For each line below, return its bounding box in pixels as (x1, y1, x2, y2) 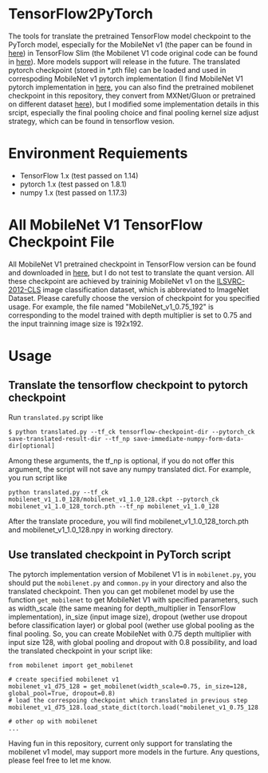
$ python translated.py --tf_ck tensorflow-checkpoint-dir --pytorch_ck (8, 427, 255, 436)
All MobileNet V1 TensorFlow (8, 216, 203, 234)
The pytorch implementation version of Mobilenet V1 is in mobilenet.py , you (8, 569, 257, 579)
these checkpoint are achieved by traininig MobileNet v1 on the (8, 276, 215, 286)
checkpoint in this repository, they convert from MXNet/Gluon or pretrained (8, 90, 256, 100)
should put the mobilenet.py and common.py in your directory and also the (8, 578, 247, 587)
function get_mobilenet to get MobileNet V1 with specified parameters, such (8, 595, 258, 604)
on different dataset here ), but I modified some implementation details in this (8, 99, 259, 109)
